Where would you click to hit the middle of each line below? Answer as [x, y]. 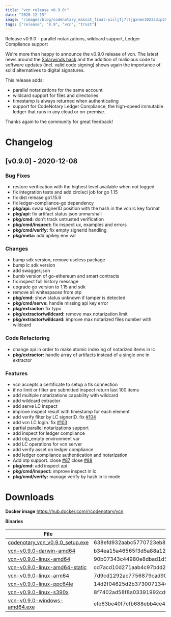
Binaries [14, 521]
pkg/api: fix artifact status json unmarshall [57, 214]
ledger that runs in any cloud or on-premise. [59, 112]
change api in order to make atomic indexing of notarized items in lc [84, 349]
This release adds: [25, 80]
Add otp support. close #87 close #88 [52, 460]
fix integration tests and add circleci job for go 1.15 [65, 192]
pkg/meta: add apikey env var [44, 236]
